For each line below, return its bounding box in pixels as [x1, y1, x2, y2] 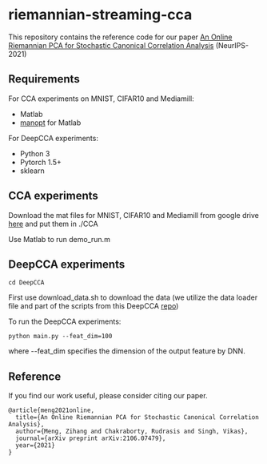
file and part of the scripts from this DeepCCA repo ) [8, 301, 179, 311]
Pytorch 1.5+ [19, 157, 62, 167]
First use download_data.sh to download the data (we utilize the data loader [8, 293, 258, 302]
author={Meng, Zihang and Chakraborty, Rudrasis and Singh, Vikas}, [15, 427, 249, 436]
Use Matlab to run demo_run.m [8, 234, 110, 244]
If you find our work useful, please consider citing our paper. [8, 391, 208, 401]
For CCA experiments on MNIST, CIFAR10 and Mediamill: [8, 94, 194, 103]
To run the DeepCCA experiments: [8, 317, 122, 326]
